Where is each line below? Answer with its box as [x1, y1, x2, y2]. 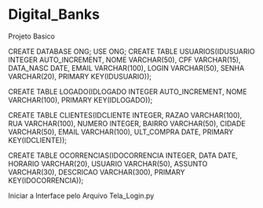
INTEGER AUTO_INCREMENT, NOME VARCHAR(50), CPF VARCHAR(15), [8, 55, 241, 64]
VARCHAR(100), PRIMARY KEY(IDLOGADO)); [8, 95, 153, 104]
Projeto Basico [8, 31, 55, 41]
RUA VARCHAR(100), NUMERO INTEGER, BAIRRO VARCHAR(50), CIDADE [8, 119, 246, 128]
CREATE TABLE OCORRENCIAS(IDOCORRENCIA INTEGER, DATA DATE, [8, 151, 238, 160]
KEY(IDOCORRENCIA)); [8, 175, 84, 185]
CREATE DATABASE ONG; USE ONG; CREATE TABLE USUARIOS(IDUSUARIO [8, 46, 255, 56]
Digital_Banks [8, 5, 100, 24]
